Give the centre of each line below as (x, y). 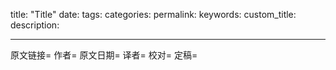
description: (35, 25)
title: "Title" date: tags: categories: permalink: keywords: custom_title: (153, 14)
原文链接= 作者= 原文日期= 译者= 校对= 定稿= (104, 55)
